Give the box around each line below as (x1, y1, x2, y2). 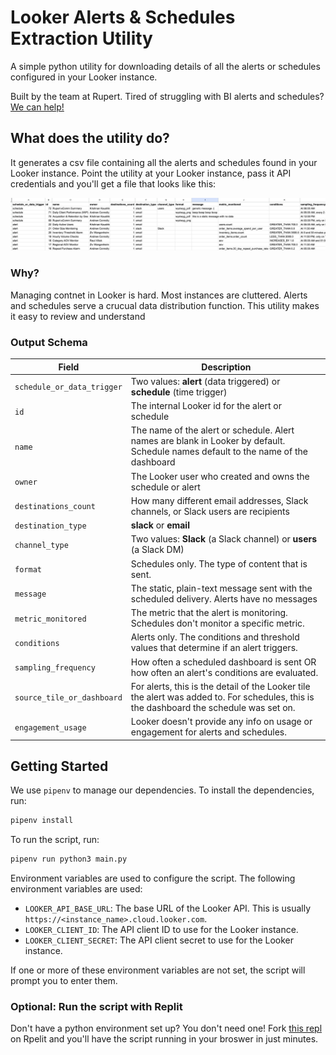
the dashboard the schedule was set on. (130, 701, 296, 713)
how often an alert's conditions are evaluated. (130, 666, 319, 678)
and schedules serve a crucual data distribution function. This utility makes (10, 299, 320, 311)
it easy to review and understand (10, 310, 146, 322)
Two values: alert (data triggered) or (130, 375, 281, 387)
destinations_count (14, 502, 96, 512)
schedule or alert (130, 481, 201, 493)
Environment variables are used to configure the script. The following (10, 872, 296, 885)
